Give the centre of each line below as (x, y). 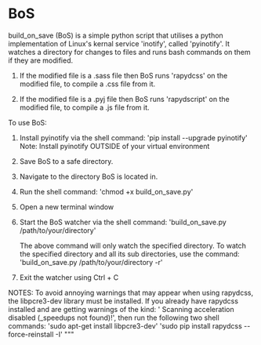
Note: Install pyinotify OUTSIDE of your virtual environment (114, 146)
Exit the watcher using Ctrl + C (69, 277)
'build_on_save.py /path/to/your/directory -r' (91, 262)
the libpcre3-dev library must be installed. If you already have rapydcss (123, 301)
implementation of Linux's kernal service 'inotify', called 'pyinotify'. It (119, 43)
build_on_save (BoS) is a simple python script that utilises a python (116, 35)
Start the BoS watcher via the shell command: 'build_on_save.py (123, 222)
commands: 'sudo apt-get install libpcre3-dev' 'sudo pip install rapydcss (125, 325)
